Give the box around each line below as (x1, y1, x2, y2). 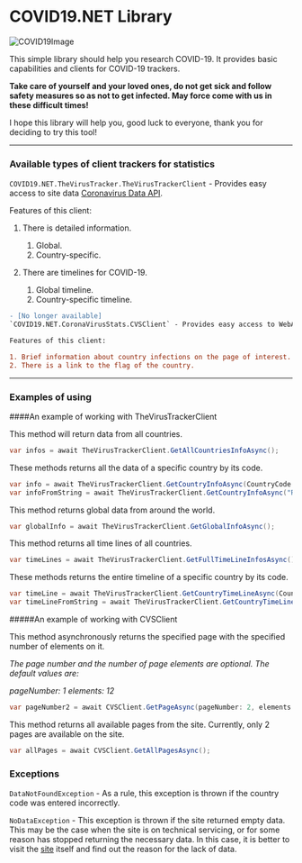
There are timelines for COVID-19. (22, 268, 148, 278)
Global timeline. (35, 285, 94, 295)
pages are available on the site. (9, 728, 125, 740)
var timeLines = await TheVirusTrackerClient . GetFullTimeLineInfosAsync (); (9, 556, 299, 565)
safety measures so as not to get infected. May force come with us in (9, 90, 272, 101)
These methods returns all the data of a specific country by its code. (9, 462, 263, 473)
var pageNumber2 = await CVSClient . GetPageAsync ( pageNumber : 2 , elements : (9, 703, 296, 713)
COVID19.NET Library (9, 6, 173, 27)
